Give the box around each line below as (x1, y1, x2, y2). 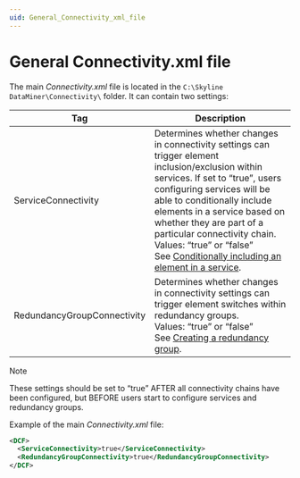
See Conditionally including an (154, 249, 282, 262)
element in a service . (154, 261, 242, 273)
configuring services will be (154, 182, 271, 195)
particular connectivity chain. (154, 227, 277, 239)
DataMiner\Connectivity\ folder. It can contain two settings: (9, 90, 229, 101)
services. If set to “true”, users (154, 172, 282, 184)
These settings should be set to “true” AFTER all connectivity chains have (9, 382, 279, 393)
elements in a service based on (154, 205, 286, 217)
